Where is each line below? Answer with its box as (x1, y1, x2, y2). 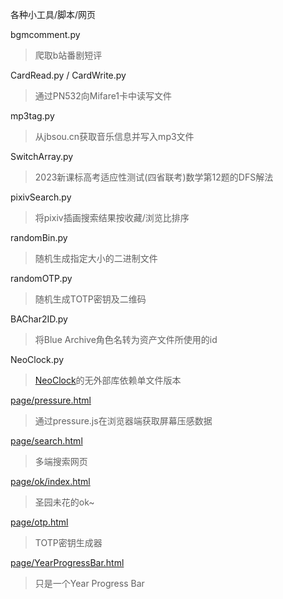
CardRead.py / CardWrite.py (10, 69, 127, 81)
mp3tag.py (10, 110, 55, 122)
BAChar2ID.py (10, 313, 68, 325)
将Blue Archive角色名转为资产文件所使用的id (34, 334, 218, 345)
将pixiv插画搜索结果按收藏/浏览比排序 (34, 212, 190, 223)
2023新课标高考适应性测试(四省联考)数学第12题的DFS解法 (34, 171, 274, 183)
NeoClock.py (10, 354, 64, 365)
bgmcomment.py (10, 29, 81, 40)
